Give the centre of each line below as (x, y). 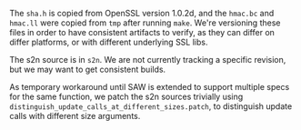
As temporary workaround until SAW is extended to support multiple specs (150, 87)
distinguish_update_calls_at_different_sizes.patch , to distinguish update (151, 106)
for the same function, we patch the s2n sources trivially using (126, 96)
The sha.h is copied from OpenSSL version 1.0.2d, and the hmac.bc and (142, 13)
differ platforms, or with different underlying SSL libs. (109, 42)
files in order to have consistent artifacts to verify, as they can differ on (142, 32)
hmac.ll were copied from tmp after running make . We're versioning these (145, 23)
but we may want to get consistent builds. (88, 69)
